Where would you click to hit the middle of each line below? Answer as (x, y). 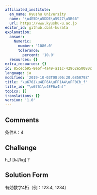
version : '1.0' (20, 100)
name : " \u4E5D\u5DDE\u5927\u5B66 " (44, 19)
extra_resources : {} (26, 64)
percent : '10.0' (39, 55)
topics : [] (16, 91)
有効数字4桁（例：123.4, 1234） (37, 187)
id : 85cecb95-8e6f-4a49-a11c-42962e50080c (48, 69)
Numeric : (23, 41)
